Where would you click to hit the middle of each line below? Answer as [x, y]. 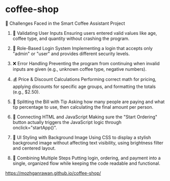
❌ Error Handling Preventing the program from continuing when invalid [86, 63]
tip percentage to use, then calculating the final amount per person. [83, 107]
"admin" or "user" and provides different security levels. [71, 54]
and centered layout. [34, 148]
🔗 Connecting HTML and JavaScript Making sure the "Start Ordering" [85, 117]
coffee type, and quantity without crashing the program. [71, 38]
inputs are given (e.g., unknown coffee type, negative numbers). [79, 69]
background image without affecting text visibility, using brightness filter [88, 143]
